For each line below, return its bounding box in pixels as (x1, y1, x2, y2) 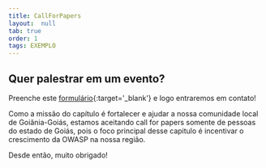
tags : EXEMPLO (8, 42, 57, 50)
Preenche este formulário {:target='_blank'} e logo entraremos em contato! (8, 93, 257, 103)
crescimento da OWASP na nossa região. (8, 134, 146, 144)
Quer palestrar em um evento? (8, 72, 165, 86)
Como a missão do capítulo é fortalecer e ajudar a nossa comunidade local (8, 108, 259, 118)
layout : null (8, 19, 57, 27)
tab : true (8, 27, 42, 35)
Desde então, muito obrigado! (8, 150, 108, 160)
